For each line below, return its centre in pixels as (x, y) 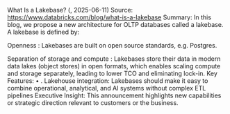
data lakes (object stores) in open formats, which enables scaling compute (114, 66)
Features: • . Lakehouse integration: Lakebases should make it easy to (108, 81)
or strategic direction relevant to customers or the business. (93, 103)
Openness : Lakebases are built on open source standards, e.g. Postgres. (112, 45)
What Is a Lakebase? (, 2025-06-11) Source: (70, 10)
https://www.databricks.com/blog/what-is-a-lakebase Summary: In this (109, 17)
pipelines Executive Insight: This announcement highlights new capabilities (114, 95)
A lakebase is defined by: (43, 32)
